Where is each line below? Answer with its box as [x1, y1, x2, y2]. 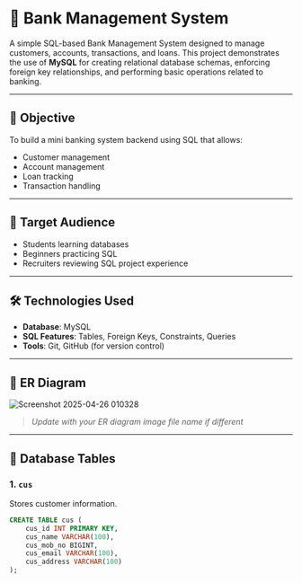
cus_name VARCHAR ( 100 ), [25, 532, 115, 542]
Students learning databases [22, 238, 129, 250]
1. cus [9, 478, 33, 490]
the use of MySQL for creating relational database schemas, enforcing [9, 57, 271, 67]
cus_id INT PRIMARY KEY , [25, 524, 119, 533]
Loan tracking [22, 171, 74, 181]
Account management [22, 161, 105, 172]
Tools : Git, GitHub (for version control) [22, 340, 164, 351]
